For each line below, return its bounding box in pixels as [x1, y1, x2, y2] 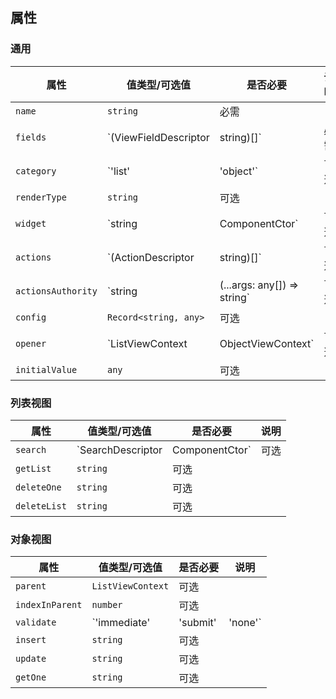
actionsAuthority [15, 285, 98, 297]
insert [15, 634, 47, 646]
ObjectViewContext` [219, 336, 315, 350]
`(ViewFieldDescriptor [106, 130, 210, 144]
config [15, 311, 47, 323]
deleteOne [15, 481, 62, 493]
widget [15, 218, 47, 229]
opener [15, 338, 47, 349]
